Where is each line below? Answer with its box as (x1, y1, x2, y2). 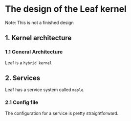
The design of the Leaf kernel (5, 3, 127, 15)
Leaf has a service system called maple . (5, 87, 85, 93)
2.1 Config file (5, 99, 39, 106)
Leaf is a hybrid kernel (5, 60, 52, 66)
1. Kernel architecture (5, 34, 72, 42)
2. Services (5, 74, 41, 82)
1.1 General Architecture (5, 48, 63, 55)
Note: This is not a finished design (5, 20, 74, 25)
